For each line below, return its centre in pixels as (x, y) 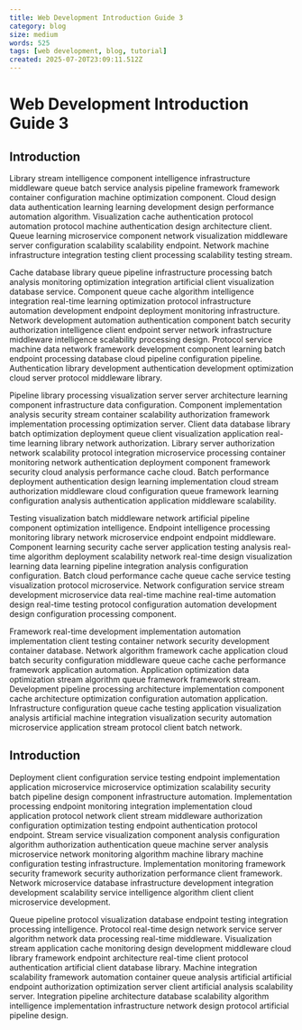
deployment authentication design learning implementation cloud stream (144, 482)
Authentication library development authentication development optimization (151, 368)
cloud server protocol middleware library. (86, 378)
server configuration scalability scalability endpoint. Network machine (139, 245)
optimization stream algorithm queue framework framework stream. (135, 679)
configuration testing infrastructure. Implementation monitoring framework (148, 863)
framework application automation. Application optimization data (129, 670)
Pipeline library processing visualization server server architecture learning (149, 395)
